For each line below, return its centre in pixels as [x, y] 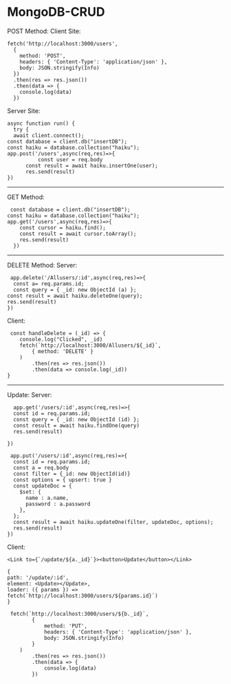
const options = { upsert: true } [63, 480]
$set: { [30, 492]
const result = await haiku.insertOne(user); [91, 165]
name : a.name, [47, 498]
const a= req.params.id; [49, 283]
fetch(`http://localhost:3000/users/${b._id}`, [79, 614]
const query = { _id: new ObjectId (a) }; [75, 290]
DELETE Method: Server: [42, 265]
